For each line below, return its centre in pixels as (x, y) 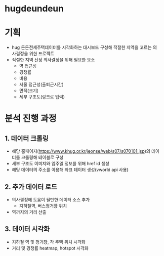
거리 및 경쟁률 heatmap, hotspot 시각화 (50, 248)
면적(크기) (29, 91)
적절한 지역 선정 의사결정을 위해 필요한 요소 (53, 60)
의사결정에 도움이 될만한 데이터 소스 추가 (51, 199)
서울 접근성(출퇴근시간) (41, 85)
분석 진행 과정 (31, 119)
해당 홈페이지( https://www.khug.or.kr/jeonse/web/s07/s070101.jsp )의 (81, 151)
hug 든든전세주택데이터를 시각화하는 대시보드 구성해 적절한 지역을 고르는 (82, 47)
